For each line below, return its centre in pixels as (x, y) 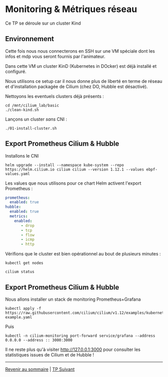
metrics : (19, 216)
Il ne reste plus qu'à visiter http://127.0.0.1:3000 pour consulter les (73, 349)
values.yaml (17, 174)
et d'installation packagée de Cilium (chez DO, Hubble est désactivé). (76, 86)
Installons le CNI (22, 156)
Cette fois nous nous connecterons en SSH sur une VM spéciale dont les (80, 51)
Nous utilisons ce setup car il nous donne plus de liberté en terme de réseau (84, 81)
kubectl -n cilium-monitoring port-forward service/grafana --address (80, 336)
